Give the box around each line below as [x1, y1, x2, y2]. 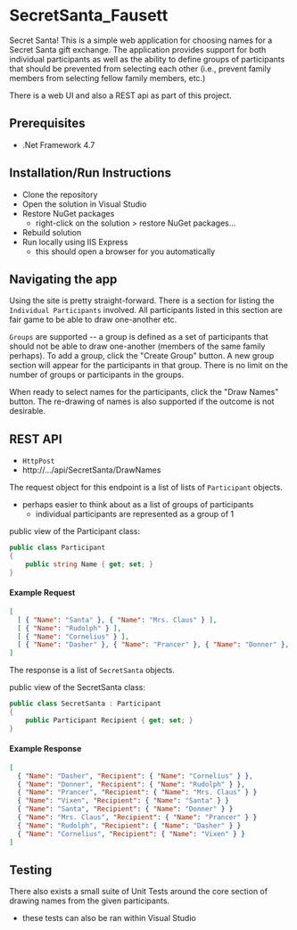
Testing [9, 862, 53, 877]
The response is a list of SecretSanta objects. [9, 665, 176, 676]
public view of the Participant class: [9, 526, 141, 537]
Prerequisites [9, 116, 86, 131]
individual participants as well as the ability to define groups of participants [9, 53, 285, 64]
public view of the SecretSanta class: [9, 682, 145, 693]
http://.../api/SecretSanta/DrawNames [21, 465, 161, 475]
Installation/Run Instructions [9, 166, 172, 181]
